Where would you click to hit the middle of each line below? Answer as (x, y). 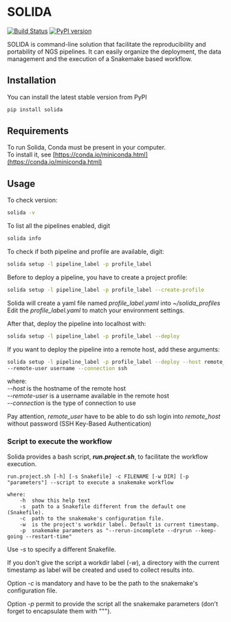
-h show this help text (55, 500)
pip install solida (35, 110)
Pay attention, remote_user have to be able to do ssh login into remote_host (114, 417)
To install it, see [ (31, 154)
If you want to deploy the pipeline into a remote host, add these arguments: (113, 349)
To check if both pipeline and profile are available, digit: (86, 252)
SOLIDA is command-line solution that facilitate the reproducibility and (107, 44)
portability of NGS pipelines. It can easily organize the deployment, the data (114, 51)
